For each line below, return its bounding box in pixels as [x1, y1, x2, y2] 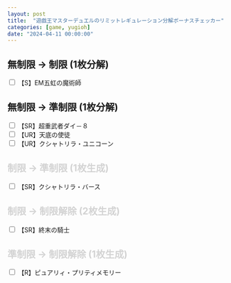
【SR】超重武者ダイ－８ [17, 122, 89, 130]
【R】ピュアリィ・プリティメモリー [17, 268, 122, 277]
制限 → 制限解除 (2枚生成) [7, 205, 121, 218]
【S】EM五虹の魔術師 [17, 79, 82, 87]
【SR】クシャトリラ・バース [17, 182, 101, 191]
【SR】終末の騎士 [17, 225, 70, 234]
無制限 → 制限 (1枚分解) [7, 58, 109, 70]
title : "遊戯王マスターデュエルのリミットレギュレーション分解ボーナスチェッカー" [7, 17, 225, 24]
